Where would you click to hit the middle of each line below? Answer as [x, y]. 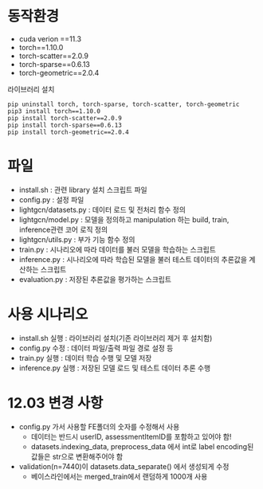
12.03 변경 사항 [55, 403]
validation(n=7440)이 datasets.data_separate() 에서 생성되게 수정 [124, 466]
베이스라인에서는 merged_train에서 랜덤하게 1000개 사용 [119, 476]
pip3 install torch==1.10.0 [54, 111]
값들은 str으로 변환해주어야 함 [77, 456]
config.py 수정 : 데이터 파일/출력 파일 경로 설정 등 [96, 348]
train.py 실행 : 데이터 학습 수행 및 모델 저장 [85, 358]
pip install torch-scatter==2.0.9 [65, 118]
